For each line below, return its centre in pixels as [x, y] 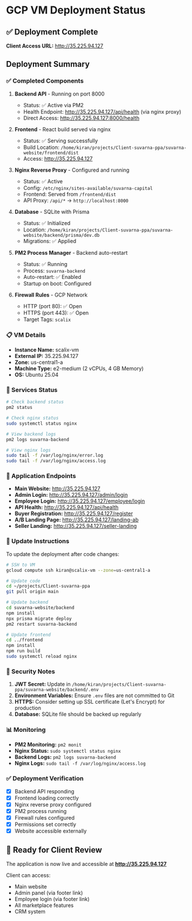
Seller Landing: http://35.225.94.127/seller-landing [76, 526]
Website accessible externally [50, 831]
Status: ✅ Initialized [47, 223]
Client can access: [28, 875]
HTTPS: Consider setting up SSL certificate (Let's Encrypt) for [90, 702]
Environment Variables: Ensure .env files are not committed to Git [94, 695]
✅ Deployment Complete [52, 32]
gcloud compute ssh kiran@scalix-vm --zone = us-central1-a [78, 570]
